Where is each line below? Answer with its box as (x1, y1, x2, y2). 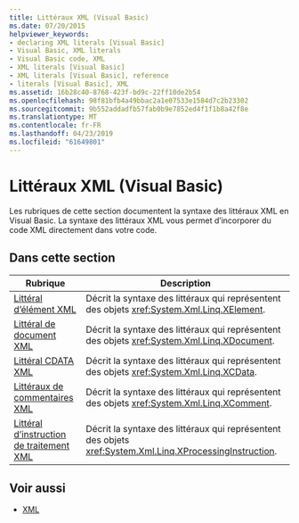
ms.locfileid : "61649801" (9, 137, 105, 146)
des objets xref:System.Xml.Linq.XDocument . (85, 334, 275, 346)
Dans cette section (9, 251, 116, 266)
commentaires (13, 391, 74, 403)
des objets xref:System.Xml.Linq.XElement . (85, 303, 265, 315)
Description (159, 277, 211, 289)
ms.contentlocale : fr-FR (9, 121, 101, 130)
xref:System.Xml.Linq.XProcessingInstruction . (85, 444, 278, 457)
